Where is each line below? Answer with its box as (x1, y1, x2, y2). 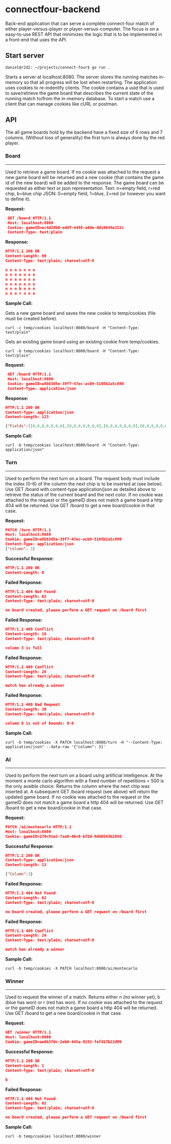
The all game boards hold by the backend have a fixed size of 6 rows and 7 (5, 129, 163, 135)
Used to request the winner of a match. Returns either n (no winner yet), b (5, 994, 160, 1000)
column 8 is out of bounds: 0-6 (5, 721, 74, 726)
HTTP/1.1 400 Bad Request (5, 702, 60, 708)
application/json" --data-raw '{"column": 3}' (5, 744, 106, 749)
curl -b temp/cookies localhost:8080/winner (5, 1134, 101, 1139)
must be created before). (5, 315, 58, 321)
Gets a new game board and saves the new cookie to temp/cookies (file (5, 310, 156, 316)
